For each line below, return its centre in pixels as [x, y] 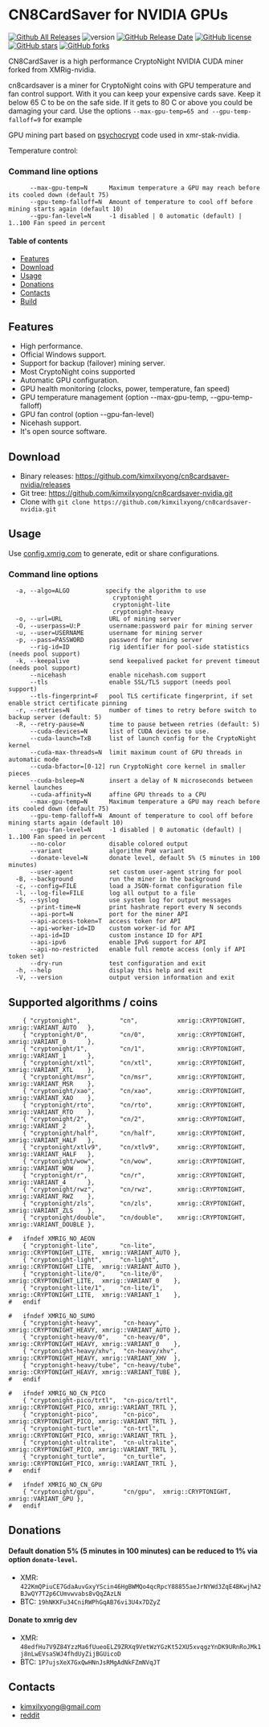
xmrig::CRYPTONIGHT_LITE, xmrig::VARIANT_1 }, [95, 1295]
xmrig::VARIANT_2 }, [51, 1126]
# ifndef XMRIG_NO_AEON [51, 1238]
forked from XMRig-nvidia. [52, 69]
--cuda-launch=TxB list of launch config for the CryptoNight [143, 739]
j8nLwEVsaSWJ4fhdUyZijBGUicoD [71, 1654]
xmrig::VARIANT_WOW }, [51, 1168]
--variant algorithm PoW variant [107, 851]
